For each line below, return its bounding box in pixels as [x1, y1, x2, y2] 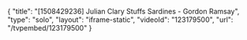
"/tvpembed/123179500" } [7, 24, 92, 32]
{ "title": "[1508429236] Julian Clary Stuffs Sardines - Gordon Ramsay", [7, 7, 240, 16]
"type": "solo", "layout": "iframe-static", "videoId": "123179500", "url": [7, 15, 234, 24]
